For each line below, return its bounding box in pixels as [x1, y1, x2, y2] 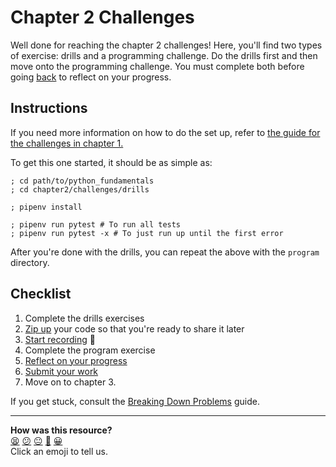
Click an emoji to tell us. [10, 445, 109, 457]
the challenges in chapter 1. [10, 137, 124, 149]
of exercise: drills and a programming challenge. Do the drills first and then [10, 49, 318, 61]
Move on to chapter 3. [24, 376, 117, 388]
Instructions [10, 100, 88, 117]
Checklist [10, 286, 72, 303]
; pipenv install [10, 202, 83, 212]
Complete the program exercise [24, 344, 156, 356]
